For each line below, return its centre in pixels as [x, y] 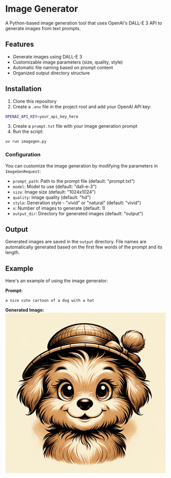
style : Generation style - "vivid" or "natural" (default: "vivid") [77, 203]
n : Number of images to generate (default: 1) [59, 208]
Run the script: [28, 132]
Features [20, 45]
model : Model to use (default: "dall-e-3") [54, 186]
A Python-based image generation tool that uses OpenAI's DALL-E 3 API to [84, 23]
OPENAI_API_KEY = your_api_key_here [42, 117]
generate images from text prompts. [43, 28]
